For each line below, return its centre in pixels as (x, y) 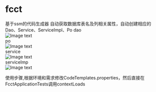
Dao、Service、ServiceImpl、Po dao (43, 30)
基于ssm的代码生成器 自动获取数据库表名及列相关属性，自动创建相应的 (78, 23)
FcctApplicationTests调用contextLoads (45, 84)
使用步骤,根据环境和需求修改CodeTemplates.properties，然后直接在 (75, 77)
